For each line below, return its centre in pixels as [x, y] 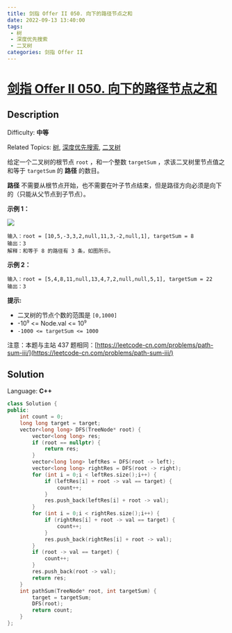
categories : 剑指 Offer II [45, 53]
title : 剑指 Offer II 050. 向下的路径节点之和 [70, 14]
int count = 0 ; [42, 417]
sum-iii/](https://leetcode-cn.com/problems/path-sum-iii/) [90, 353]
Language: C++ [30, 391]
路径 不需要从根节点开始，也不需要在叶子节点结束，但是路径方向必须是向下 [115, 185]
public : [18, 410]
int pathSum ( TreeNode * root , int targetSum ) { [88, 591]
